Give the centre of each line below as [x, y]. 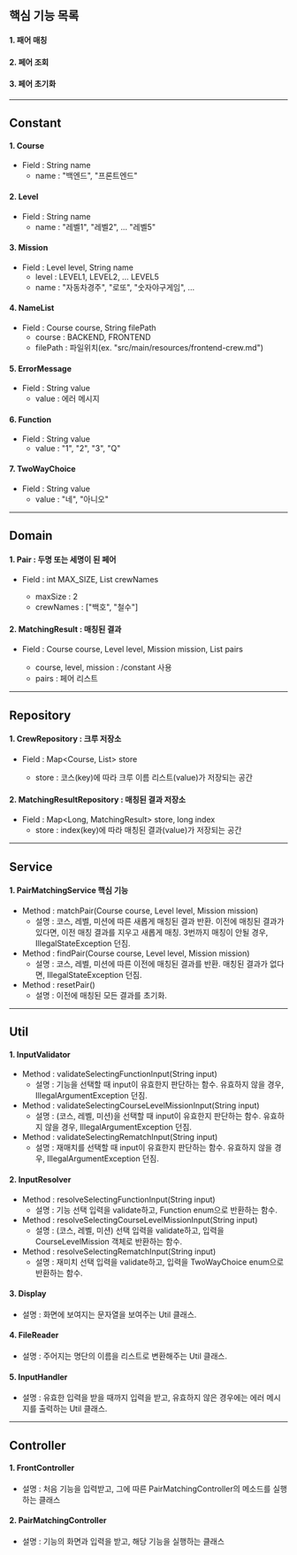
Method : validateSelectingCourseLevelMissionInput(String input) [141, 1105]
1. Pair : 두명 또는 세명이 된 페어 [63, 559]
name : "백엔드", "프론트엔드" [87, 176]
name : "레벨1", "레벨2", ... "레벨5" [95, 227]
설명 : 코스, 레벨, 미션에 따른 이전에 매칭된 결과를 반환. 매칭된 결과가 [151, 964]
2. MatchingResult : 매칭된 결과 [65, 629]
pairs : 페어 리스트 [67, 679]
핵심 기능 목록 [44, 16]
